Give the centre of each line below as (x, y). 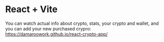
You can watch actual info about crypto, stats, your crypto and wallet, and (82, 23)
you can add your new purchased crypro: (48, 28)
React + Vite (32, 9)
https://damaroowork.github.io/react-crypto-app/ (57, 34)
